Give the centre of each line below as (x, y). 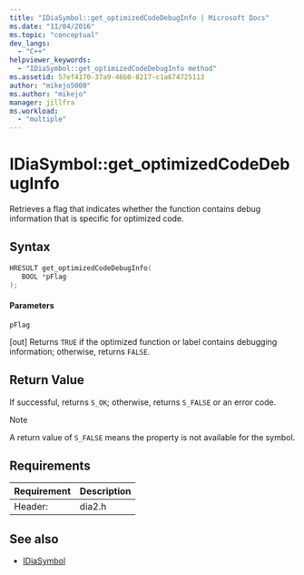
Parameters (32, 306)
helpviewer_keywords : (50, 60)
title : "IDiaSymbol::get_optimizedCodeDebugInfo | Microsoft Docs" (140, 18)
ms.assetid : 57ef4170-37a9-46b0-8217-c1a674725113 (107, 77)
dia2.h (93, 507)
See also (34, 539)
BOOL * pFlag (44, 277)
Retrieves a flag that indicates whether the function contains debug (135, 209)
